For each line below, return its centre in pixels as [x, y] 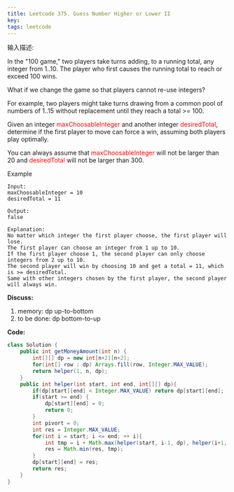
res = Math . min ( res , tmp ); [84, 449]
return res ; [50, 469]
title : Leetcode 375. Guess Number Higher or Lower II [89, 14]
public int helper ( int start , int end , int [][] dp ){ [98, 384]
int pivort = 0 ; [56, 423]
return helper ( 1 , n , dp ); [70, 371]
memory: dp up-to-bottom [55, 311]
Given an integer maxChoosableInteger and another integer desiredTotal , [113, 125]
